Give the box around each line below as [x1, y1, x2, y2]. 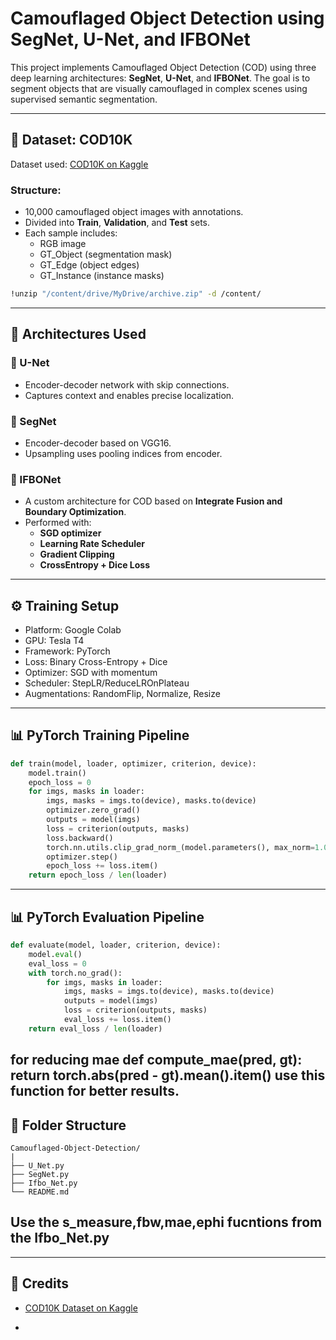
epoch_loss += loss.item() [46, 861, 159, 871]
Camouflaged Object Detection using [10, 7, 325, 30]
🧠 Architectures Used [10, 326, 147, 343]
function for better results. [10, 1083, 180, 1100]
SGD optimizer [39, 527, 102, 539]
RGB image [39, 238, 87, 250]
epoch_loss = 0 [28, 777, 92, 787]
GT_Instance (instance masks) [39, 270, 165, 282]
